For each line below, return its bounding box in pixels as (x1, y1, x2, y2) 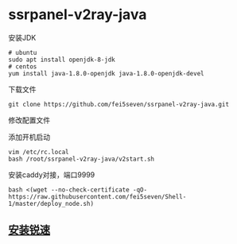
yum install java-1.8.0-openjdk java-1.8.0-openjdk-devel (8, 69, 204, 77)
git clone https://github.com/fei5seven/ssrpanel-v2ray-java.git (8, 100, 229, 108)
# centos (8, 62, 37, 71)
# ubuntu (8, 48, 37, 56)
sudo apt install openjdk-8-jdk (8, 56, 115, 64)
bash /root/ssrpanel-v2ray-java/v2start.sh (8, 155, 155, 163)
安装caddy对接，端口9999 (8, 169, 95, 180)
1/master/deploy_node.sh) (8, 199, 94, 207)
